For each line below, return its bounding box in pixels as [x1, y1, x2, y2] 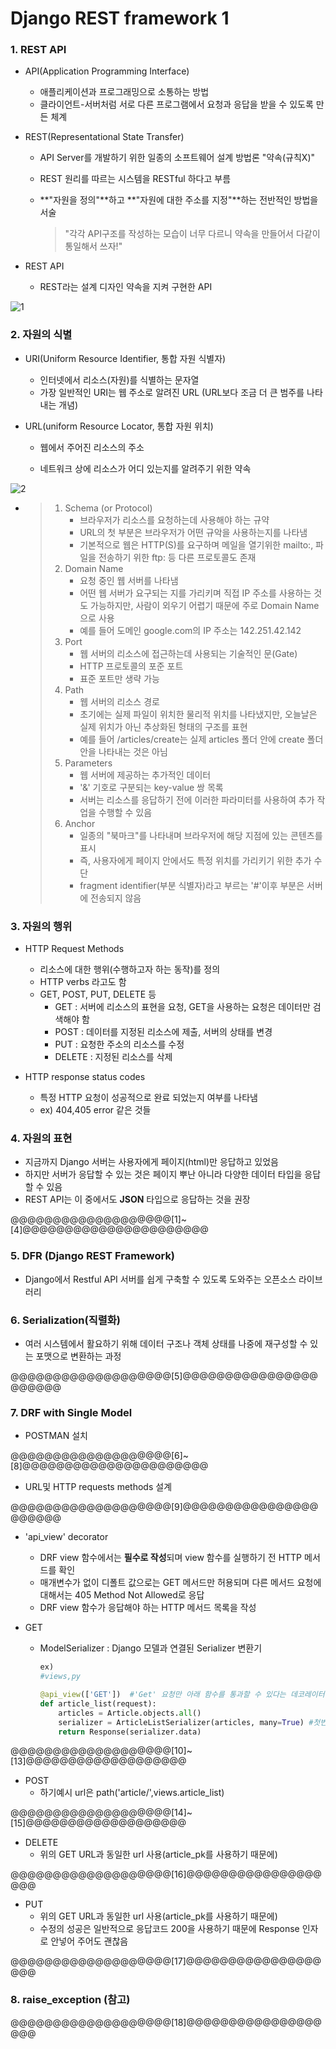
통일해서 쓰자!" [64, 240, 123, 252]
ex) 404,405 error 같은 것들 [39, 1104, 152, 1116]
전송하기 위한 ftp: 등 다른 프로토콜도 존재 [98, 551, 257, 563]
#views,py [39, 1672, 82, 1682]
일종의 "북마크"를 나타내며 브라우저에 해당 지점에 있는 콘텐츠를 [79, 829, 323, 841]
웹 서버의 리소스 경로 [79, 695, 160, 707]
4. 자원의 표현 [10, 1132, 73, 1145]
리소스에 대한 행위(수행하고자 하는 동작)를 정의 [39, 963, 221, 976]
